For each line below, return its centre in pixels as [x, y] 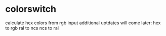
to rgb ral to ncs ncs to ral [32, 28]
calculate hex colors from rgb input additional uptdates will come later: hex [83, 23]
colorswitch [31, 9]
